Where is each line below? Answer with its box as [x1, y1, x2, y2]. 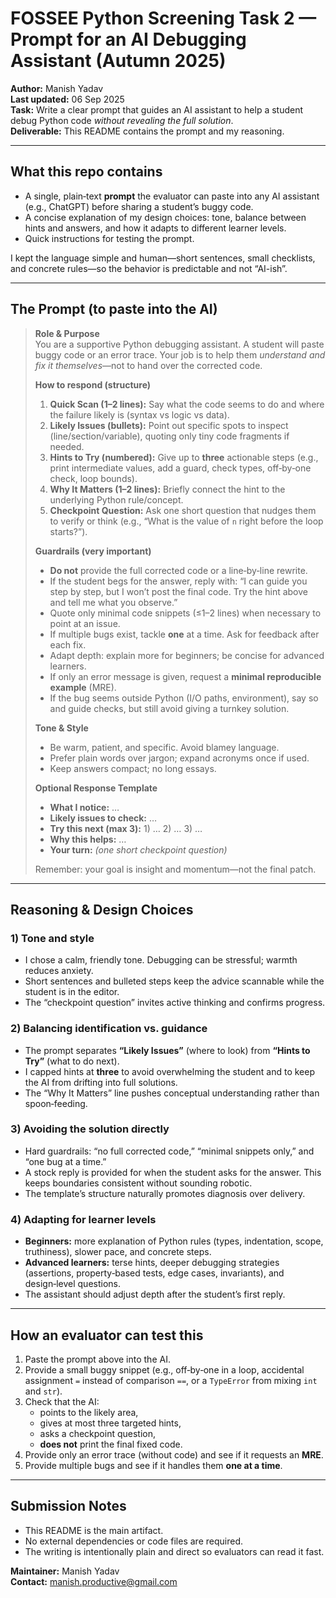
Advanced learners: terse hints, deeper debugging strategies [24, 1257, 280, 1269]
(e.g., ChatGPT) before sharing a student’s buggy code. [24, 200, 254, 212]
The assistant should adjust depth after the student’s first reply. [24, 1288, 286, 1301]
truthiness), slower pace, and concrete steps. [24, 1246, 212, 1258]
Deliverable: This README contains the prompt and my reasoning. [10, 125, 285, 137]
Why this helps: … [49, 833, 127, 845]
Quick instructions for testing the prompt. [24, 232, 195, 244]
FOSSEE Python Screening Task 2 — [10, 7, 317, 30]
